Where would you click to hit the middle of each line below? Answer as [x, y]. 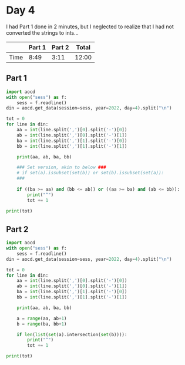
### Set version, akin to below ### [62, 167]
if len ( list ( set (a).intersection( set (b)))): [72, 334]
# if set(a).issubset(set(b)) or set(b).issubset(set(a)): [90, 173]
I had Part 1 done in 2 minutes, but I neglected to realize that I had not [90, 26]
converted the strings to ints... [43, 32]
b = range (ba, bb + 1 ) [42, 324]
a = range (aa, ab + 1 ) [42, 318]
